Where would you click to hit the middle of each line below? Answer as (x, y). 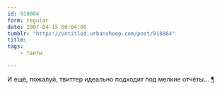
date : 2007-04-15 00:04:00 (47, 27)
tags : (15, 46)
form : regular (28, 20)
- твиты (31, 53)
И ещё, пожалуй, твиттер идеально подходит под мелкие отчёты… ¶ (111, 79)
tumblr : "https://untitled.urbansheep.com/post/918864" (91, 33)
